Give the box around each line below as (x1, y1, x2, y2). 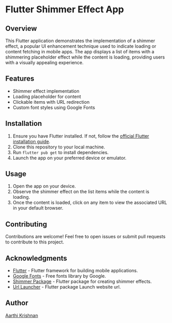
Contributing (5, 220, 47, 229)
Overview (5, 24, 37, 33)
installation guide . (12, 138, 50, 144)
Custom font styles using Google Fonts (12, 104, 95, 110)
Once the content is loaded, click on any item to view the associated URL (12, 199, 167, 206)
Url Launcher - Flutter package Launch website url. (12, 284, 121, 290)
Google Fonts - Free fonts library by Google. (12, 273, 106, 279)
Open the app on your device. (12, 183, 76, 189)
